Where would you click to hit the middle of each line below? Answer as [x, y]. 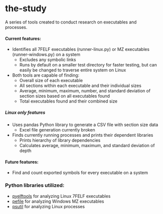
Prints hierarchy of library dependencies [60, 140]
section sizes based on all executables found [65, 96]
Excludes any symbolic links [48, 60]
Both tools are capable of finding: [46, 75]
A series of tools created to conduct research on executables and [71, 22]
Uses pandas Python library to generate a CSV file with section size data [85, 125]
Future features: [22, 162]
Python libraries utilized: [35, 185]
